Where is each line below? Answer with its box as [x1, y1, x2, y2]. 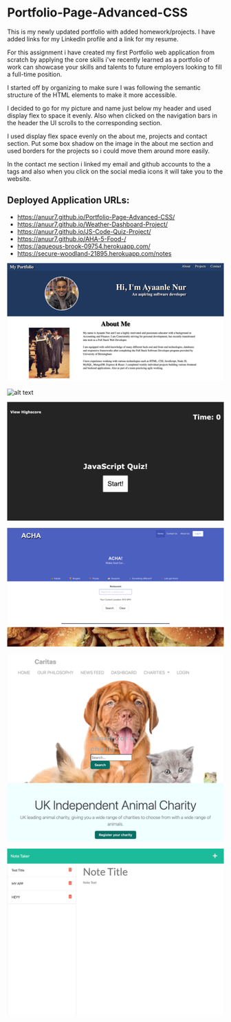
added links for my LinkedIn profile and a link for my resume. [7, 34, 179, 43]
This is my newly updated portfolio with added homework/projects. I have [7, 28, 215, 36]
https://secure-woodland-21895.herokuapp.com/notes [16, 249, 172, 257]
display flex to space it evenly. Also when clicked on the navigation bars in [7, 111, 218, 120]
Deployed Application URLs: [7, 195, 130, 206]
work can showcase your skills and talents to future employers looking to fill [7, 63, 222, 71]
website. [7, 174, 32, 183]
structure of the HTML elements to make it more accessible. [7, 91, 177, 99]
